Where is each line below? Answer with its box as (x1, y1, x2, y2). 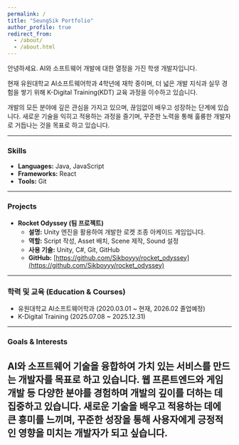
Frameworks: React (17, 169, 77, 178)
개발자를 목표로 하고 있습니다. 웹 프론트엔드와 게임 (18, 374, 224, 386)
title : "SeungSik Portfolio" (7, 17, 94, 24)
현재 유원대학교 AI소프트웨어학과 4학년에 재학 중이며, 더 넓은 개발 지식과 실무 (7, 79, 221, 88)
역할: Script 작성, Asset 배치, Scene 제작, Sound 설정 (28, 236, 179, 245)
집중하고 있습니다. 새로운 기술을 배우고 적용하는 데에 (7, 400, 222, 413)
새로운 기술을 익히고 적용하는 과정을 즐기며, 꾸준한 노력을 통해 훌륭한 (22, 112, 212, 120)
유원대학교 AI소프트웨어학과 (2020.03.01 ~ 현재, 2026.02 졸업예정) (17, 304, 206, 313)
